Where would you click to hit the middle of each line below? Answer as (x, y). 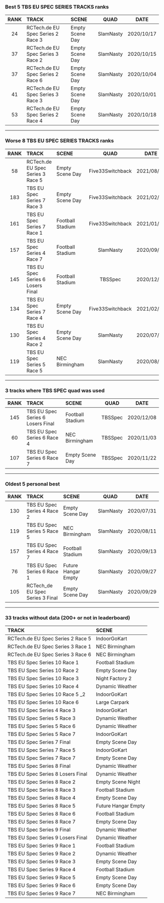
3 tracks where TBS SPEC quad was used (55, 390)
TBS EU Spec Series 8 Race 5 (41, 806)
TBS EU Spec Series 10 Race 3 (43, 679)
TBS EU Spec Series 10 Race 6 (43, 703)
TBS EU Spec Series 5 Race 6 (41, 726)
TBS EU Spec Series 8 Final (39, 766)
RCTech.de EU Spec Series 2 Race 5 (50, 639)
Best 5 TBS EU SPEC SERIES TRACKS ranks (57, 7)
